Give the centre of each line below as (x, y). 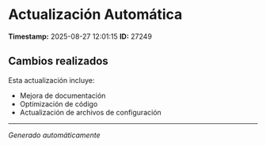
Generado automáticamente (54, 135)
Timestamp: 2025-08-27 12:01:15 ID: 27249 (80, 36)
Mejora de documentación (63, 95)
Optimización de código (59, 103)
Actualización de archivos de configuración (91, 112)
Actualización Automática (95, 15)
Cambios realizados (58, 61)
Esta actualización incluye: (51, 80)
